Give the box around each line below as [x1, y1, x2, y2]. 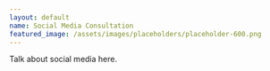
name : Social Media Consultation [9, 21, 134, 30]
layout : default [9, 12, 70, 22]
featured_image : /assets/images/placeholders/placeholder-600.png [9, 29, 262, 38]
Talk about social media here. [9, 54, 118, 65]
